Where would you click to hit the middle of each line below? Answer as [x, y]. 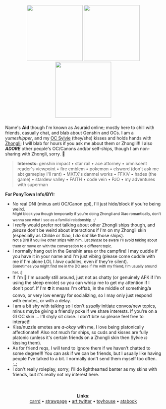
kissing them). [27, 342]
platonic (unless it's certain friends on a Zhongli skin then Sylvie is [80, 338]
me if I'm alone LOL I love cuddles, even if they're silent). [70, 262]
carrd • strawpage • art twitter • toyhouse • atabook [83, 401]
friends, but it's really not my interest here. [55, 374]
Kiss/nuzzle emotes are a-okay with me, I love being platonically [78, 327]
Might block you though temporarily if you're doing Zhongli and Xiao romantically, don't [86, 214]
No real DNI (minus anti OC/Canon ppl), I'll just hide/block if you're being [86, 204]
